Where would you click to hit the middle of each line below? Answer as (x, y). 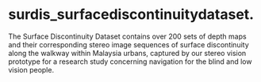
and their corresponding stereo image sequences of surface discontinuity (129, 44)
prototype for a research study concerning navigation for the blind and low (130, 61)
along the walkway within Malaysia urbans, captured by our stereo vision (127, 53)
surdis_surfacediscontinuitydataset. (131, 15)
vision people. (31, 69)
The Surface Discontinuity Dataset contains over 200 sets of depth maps (128, 36)
